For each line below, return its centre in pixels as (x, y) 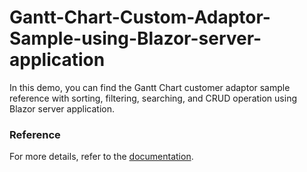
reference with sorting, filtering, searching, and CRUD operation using (153, 98)
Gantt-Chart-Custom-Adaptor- (140, 17)
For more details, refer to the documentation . (101, 157)
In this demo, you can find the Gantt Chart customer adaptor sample (150, 87)
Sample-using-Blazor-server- (135, 38)
